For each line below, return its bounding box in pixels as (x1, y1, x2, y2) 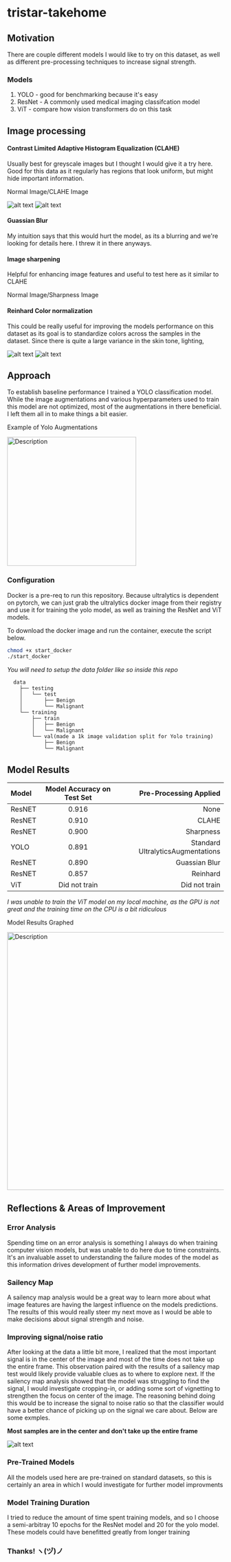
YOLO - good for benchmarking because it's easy (16, 91, 158, 99)
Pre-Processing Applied (139, 789, 221, 799)
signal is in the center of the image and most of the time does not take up (7, 1355, 214, 1363)
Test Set (64, 793, 92, 803)
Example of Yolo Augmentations (7, 423, 98, 431)
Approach (7, 369, 51, 381)
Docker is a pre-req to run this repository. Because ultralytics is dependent (7, 591, 219, 599)
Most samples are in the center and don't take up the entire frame (7, 1427, 198, 1435)
